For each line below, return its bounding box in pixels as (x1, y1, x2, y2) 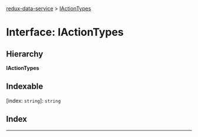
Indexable (6, 82, 44, 92)
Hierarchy (6, 49, 44, 59)
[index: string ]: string (6, 97, 61, 104)
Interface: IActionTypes (6, 26, 124, 39)
